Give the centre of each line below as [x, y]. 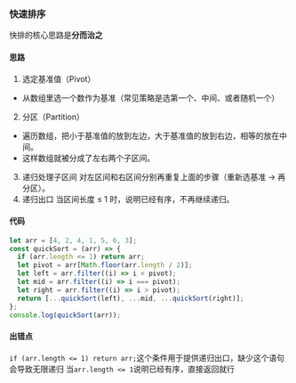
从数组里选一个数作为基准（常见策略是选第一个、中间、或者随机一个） [151, 98]
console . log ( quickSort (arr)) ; [65, 315]
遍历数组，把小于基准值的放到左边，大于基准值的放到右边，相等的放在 [151, 135]
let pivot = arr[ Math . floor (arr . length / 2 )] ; [105, 265]
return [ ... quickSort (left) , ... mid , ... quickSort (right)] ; [131, 298]
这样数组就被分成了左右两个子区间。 [88, 158]
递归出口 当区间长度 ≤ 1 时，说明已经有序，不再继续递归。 [128, 199]
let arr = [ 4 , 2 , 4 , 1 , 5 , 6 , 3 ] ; [73, 240]
